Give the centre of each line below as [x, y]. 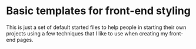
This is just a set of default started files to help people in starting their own [96, 27]
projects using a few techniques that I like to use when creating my [87, 33]
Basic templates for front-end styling [99, 11]
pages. [25, 40]
